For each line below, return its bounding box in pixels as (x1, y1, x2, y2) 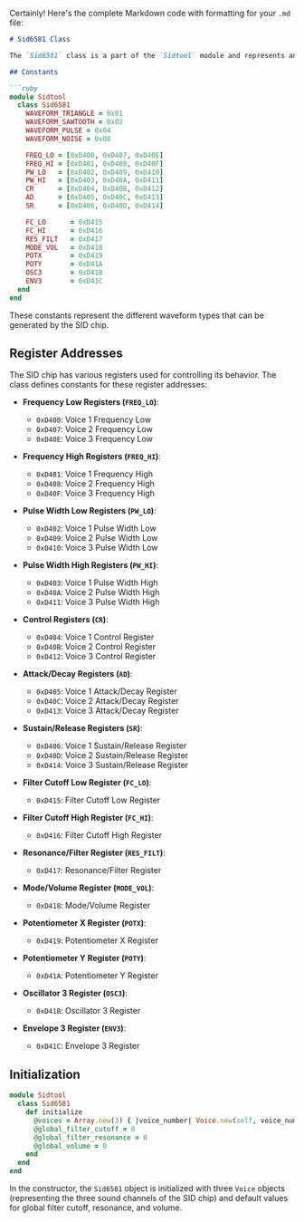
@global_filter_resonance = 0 (33, 1132, 147, 1142)
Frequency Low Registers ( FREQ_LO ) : (22, 397, 160, 408)
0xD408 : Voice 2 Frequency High (35, 478, 156, 489)
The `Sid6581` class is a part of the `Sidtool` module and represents (9, 51, 285, 60)
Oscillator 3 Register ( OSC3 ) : (22, 987, 128, 999)
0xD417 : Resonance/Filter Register (35, 865, 162, 876)
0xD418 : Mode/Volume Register (35, 900, 151, 911)
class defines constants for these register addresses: (9, 380, 208, 390)
